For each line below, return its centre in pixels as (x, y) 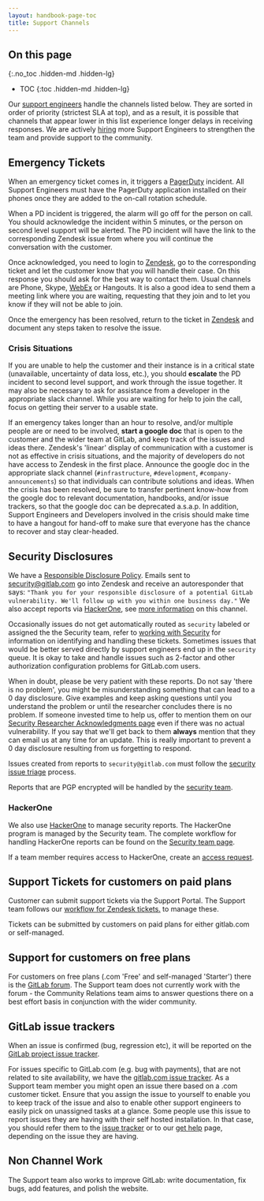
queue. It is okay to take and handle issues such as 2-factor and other (122, 658)
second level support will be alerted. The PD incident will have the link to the (132, 230)
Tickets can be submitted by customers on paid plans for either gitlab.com (129, 924)
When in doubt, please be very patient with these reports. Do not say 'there (130, 681)
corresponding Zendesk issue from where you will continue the (111, 239)
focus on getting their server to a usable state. (83, 408)
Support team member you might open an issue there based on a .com (123, 1086)
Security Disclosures (61, 556)
